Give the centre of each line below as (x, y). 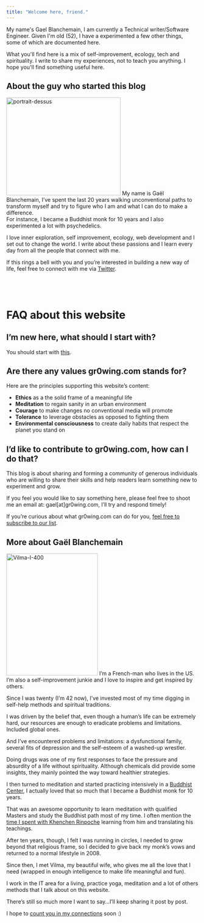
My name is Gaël (143, 193)
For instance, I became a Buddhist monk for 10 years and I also (85, 219)
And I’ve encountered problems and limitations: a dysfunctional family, (95, 741)
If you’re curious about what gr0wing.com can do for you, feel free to (93, 516)
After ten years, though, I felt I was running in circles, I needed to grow (95, 840)
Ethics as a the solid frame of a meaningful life (74, 397)
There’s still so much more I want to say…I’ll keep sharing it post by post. (97, 902)
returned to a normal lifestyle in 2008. (54, 854)
